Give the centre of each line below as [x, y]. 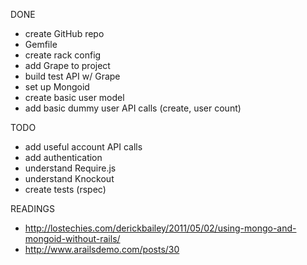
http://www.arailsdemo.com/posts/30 [102, 249]
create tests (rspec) [65, 189]
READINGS [32, 208]
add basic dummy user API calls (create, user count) [133, 108]
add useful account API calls [83, 147]
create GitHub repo [64, 33]
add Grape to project [67, 65]
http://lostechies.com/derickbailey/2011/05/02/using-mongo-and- [160, 228]
